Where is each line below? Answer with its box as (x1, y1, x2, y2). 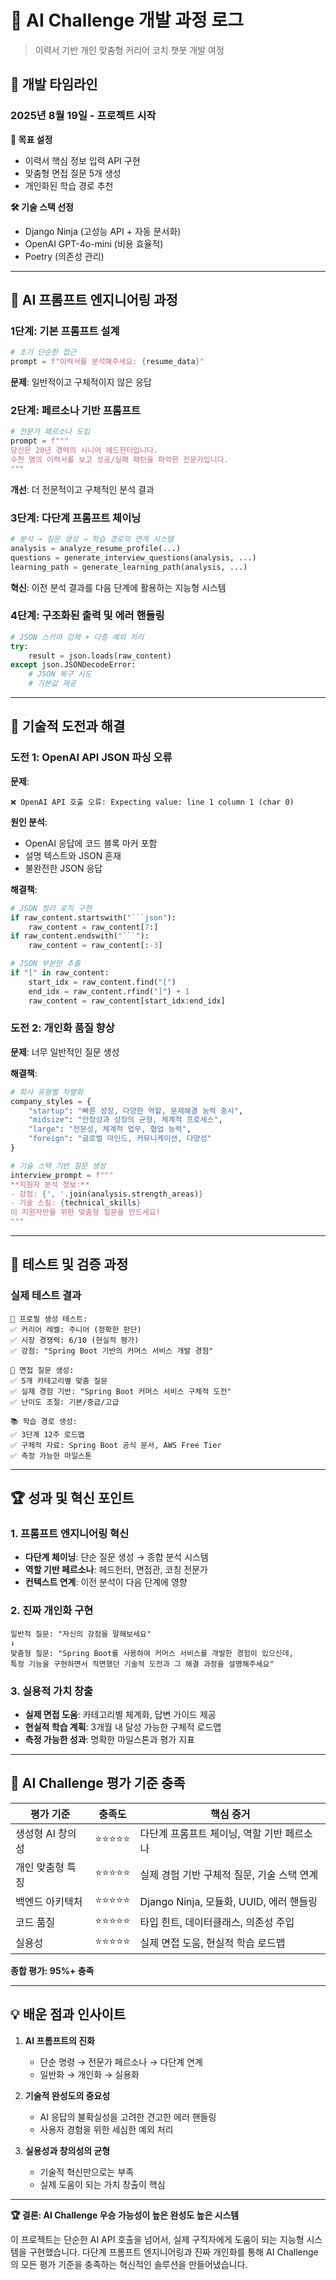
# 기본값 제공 (28, 679, 77, 689)
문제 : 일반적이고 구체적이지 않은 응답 (10, 376, 152, 388)
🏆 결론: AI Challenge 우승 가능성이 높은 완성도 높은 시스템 (10, 2209, 240, 2221)
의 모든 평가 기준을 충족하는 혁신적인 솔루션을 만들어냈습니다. (10, 2258, 248, 2270)
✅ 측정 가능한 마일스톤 (10, 1451, 92, 1461)
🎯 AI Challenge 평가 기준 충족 (10, 1775, 186, 1792)
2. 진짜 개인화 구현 (10, 1604, 94, 1618)
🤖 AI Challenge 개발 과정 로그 (10, 9, 244, 32)
